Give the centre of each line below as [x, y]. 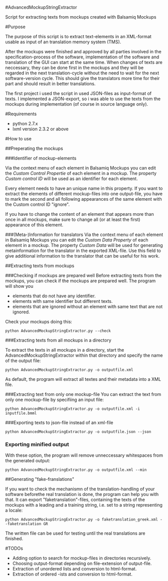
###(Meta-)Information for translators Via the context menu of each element [84, 234]
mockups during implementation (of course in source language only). [77, 104]
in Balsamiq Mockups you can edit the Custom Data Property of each [77, 240]
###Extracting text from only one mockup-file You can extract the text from [83, 394]
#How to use [18, 139]
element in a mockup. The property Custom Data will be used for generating [84, 245]
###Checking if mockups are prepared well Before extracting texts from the [83, 275]
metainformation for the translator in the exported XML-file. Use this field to [83, 251]
